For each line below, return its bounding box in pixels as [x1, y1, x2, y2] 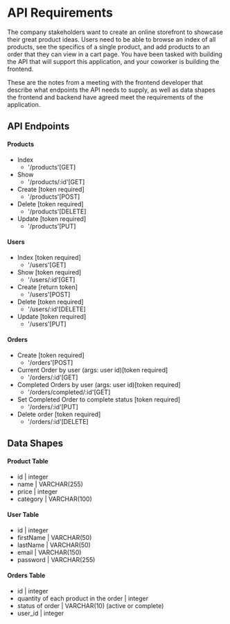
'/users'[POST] [27, 290, 71, 298]
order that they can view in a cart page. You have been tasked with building [7, 50, 223, 58]
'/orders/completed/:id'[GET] [27, 388, 111, 396]
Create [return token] [17, 283, 78, 291]
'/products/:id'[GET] [27, 177, 85, 186]
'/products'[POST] [27, 192, 80, 201]
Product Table [7, 457, 48, 465]
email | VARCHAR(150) [17, 548, 82, 557]
